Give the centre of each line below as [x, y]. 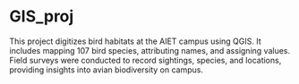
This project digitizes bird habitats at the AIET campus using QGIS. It [135, 41]
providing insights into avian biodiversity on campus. [107, 70]
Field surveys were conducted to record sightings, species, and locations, [145, 60]
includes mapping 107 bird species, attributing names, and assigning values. [150, 50]
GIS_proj [42, 17]
